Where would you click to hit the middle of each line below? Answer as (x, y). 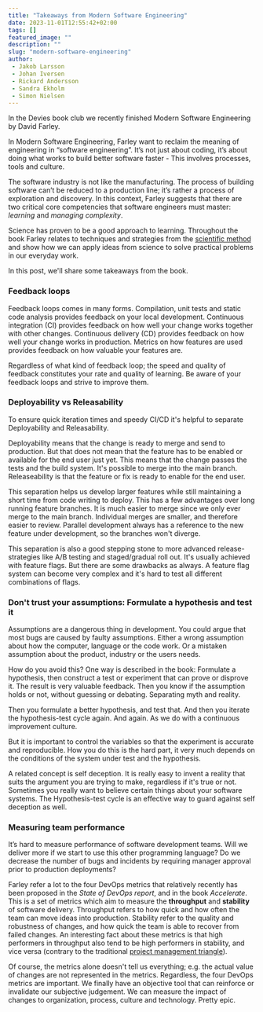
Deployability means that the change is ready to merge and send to (117, 443)
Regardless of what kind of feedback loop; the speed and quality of (117, 365)
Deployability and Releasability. (58, 427)
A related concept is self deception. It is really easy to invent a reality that (127, 774)
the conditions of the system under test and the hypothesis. (105, 758)
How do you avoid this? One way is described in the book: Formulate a (122, 669)
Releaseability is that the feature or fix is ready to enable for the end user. (127, 476)
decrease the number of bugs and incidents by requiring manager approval (130, 861)
